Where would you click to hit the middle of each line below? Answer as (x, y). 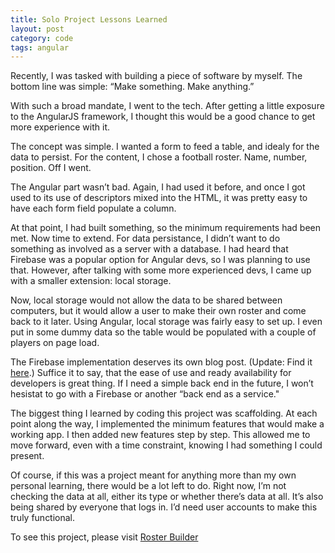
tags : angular (40, 47)
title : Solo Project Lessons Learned (89, 19)
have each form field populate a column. (93, 208)
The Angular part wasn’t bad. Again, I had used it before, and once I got (158, 187)
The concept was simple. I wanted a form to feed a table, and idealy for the (165, 147)
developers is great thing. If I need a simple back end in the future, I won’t (162, 383)
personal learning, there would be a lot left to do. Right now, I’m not (148, 486)
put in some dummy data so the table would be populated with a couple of (163, 332)
